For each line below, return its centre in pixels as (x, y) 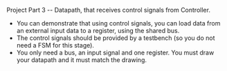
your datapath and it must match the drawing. (81, 60)
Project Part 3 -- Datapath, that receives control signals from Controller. (108, 10)
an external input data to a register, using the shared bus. (98, 31)
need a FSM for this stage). (55, 45)
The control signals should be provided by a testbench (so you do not (116, 38)
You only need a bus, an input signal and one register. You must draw (115, 52)
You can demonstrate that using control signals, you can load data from (118, 23)
